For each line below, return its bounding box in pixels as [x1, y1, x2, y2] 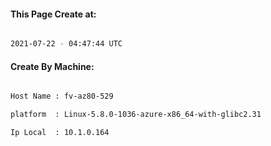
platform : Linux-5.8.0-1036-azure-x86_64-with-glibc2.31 [10, 110, 262, 120]
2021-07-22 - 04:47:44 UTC [10, 39, 123, 49]
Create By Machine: [10, 60, 95, 72]
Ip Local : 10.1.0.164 [10, 128, 110, 138]
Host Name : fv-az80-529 [10, 91, 114, 102]
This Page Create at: [10, 8, 97, 20]
